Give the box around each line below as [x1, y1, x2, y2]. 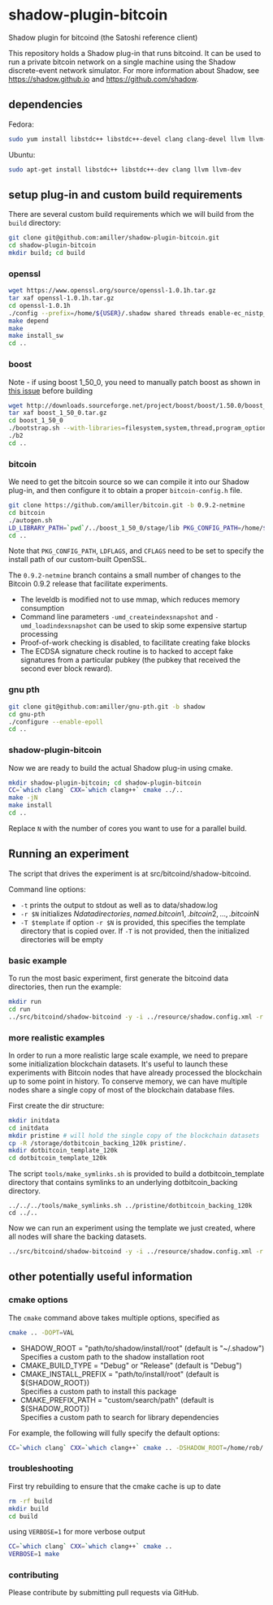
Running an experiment [8, 847, 130, 861]
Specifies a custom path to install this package [19, 1387, 177, 1396]
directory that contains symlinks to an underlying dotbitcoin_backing [8, 1178, 238, 1188]
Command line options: [8, 884, 86, 894]
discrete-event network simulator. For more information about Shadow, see [8, 65, 260, 75]
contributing [8, 1569, 59, 1581]
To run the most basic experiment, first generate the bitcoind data [8, 973, 229, 984]
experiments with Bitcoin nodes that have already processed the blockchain [8, 1067, 262, 1077]
